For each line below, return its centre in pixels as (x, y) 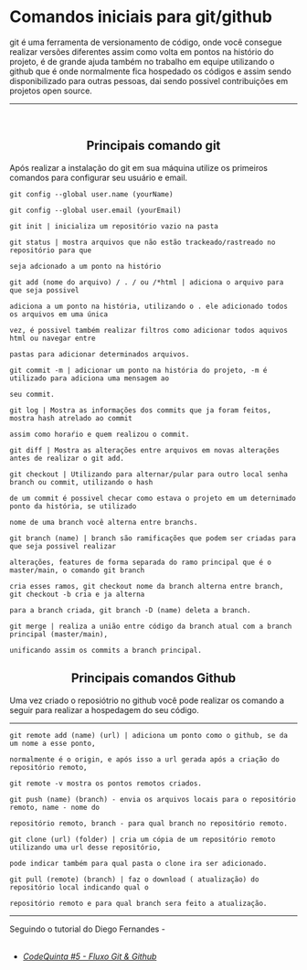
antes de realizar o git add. (67, 458)
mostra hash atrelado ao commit (71, 418)
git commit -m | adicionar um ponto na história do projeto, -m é (138, 370)
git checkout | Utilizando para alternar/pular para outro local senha (148, 474)
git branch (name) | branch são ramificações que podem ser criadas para (153, 538)
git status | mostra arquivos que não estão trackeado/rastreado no (143, 242)
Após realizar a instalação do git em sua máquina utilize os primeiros (138, 167)
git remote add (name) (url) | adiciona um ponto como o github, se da (148, 735)
